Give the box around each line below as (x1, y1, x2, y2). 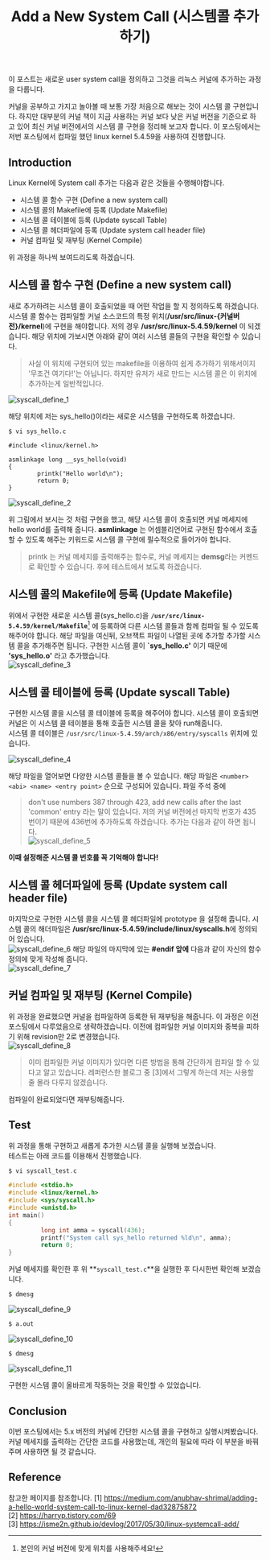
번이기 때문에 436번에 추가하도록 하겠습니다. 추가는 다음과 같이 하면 (27, 817, 241, 827)
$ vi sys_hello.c (8, 427, 67, 435)
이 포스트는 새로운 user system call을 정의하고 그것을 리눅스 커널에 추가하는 (8, 74, 247, 85)
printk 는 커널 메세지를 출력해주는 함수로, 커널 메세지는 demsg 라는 (27, 551, 239, 561)
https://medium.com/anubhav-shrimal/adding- (104, 1492, 258, 1502)
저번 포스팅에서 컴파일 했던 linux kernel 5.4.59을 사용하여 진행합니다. (8, 132, 227, 142)
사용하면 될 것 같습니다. (22, 1447, 96, 1456)
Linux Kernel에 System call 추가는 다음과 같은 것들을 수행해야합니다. (8, 178, 225, 188)
